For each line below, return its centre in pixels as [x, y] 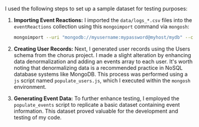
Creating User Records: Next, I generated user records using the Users [102, 49]
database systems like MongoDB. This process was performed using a [101, 74]
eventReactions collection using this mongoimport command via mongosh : [101, 27]
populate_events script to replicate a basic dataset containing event [97, 104]
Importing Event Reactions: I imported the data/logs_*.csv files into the [103, 20]
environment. [30, 86]
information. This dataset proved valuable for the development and [96, 111]
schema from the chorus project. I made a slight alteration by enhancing [102, 55]
